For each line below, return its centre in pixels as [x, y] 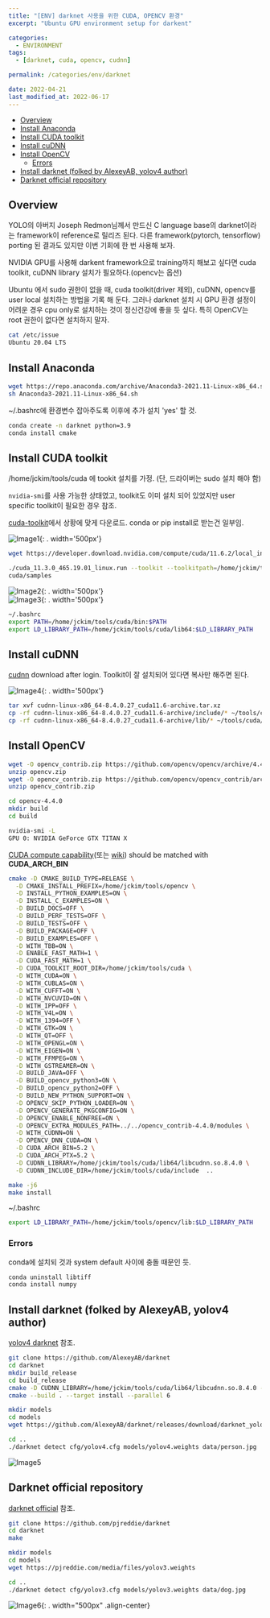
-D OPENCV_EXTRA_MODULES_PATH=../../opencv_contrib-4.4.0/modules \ [133, 1126]
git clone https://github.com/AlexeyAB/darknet [90, 1358]
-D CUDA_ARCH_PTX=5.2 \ [55, 1156]
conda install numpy [43, 1285]
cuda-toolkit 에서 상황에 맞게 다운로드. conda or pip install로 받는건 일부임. [126, 523]
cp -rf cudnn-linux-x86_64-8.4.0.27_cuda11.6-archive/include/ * [118, 714]
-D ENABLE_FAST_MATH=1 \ [57, 954]
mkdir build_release [43, 1373]
